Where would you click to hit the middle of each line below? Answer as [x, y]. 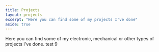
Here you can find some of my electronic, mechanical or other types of [80, 39]
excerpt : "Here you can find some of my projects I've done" [72, 19]
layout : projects [24, 15]
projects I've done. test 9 [31, 44]
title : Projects [22, 10]
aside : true [18, 24]
